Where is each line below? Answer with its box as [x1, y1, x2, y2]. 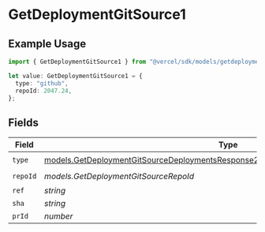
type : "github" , [15, 79, 69, 88]
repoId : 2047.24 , [15, 87, 73, 95]
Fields [8, 116, 39, 129]
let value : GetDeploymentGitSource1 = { [8, 72, 144, 80]
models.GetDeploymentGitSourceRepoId [44, 170, 195, 181]
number [44, 211, 73, 222]
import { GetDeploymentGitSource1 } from [8, 58, 147, 65]
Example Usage [8, 37, 87, 51]
